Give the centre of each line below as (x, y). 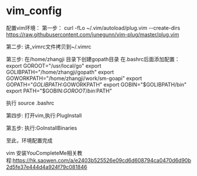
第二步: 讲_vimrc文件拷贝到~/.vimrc (49, 47)
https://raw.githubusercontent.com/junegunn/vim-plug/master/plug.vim (93, 34)
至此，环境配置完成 (29, 140)
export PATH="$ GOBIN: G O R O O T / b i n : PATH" (59, 91)
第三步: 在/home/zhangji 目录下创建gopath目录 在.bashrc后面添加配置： (93, 59)
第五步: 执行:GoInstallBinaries (42, 128)
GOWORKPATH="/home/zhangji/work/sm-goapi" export (74, 78)
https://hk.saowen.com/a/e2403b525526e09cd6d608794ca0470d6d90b (102, 160)
